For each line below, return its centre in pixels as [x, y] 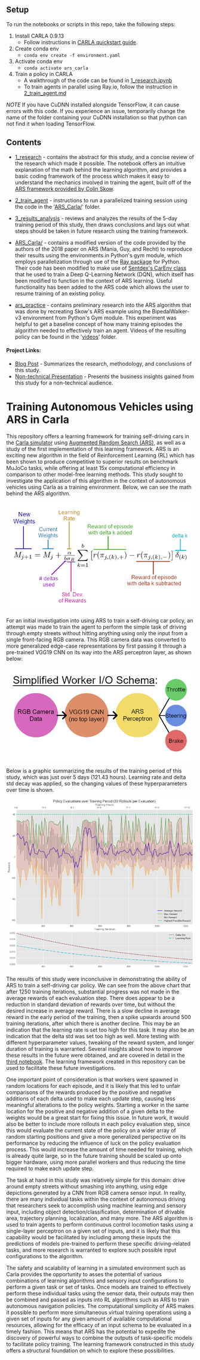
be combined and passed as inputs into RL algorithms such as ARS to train [98, 1300]
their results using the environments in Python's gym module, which [98, 255]
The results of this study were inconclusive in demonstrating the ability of [96, 979]
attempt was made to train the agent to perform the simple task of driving [96, 627]
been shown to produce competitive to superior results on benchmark [92, 461]
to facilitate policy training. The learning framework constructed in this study [100, 1344]
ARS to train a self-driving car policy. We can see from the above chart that [99, 986]
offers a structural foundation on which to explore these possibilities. [90, 1350]
